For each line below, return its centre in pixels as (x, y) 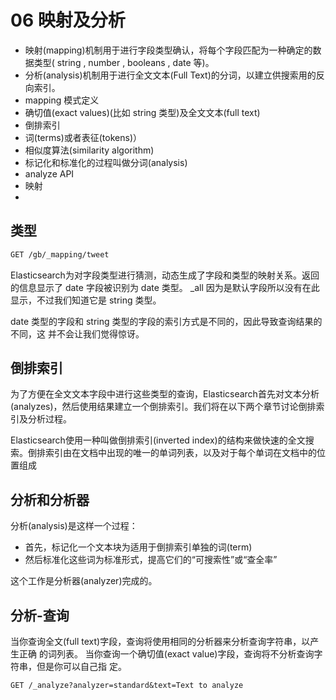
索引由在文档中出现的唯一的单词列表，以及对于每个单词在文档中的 (180, 453)
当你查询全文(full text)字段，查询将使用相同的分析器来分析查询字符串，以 (160, 642)
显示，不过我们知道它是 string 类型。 (86, 300)
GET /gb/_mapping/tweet (60, 254)
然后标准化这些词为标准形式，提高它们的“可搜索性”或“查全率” (151, 560)
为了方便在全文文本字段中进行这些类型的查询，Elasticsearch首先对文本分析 (165, 394)
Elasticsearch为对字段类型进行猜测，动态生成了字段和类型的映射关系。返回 (165, 275)
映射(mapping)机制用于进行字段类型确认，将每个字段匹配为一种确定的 (168, 50)
